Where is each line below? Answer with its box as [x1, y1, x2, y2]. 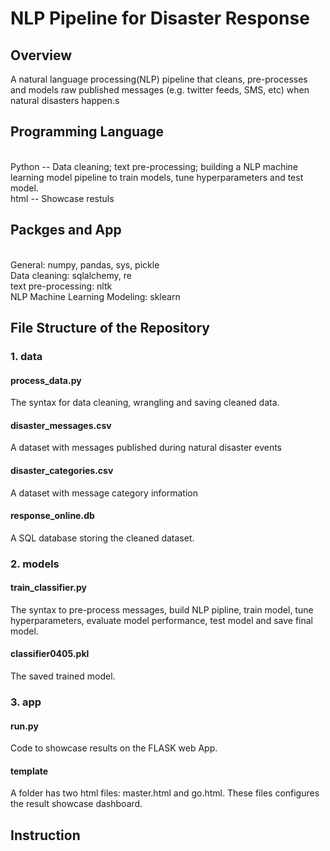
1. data [10, 349, 43, 363]
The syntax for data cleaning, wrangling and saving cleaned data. [10, 397, 280, 409]
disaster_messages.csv [10, 419, 112, 431]
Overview [10, 47, 73, 64]
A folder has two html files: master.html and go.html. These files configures [10, 787, 320, 799]
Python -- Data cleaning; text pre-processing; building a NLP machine [10, 160, 298, 172]
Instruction [10, 827, 81, 844]
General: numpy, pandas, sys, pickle [10, 258, 160, 271]
